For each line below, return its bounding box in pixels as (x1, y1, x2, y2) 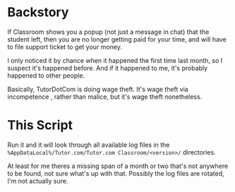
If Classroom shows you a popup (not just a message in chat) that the (7, 28, 210, 36)
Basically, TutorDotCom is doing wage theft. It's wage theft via (7, 85, 188, 93)
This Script (7, 117, 73, 133)
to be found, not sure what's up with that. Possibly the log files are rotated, (7, 169, 224, 177)
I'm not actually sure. (7, 176, 68, 185)
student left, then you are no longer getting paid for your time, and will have (7, 35, 227, 43)
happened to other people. (7, 71, 85, 80)
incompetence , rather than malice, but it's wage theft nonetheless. (7, 92, 203, 101)
